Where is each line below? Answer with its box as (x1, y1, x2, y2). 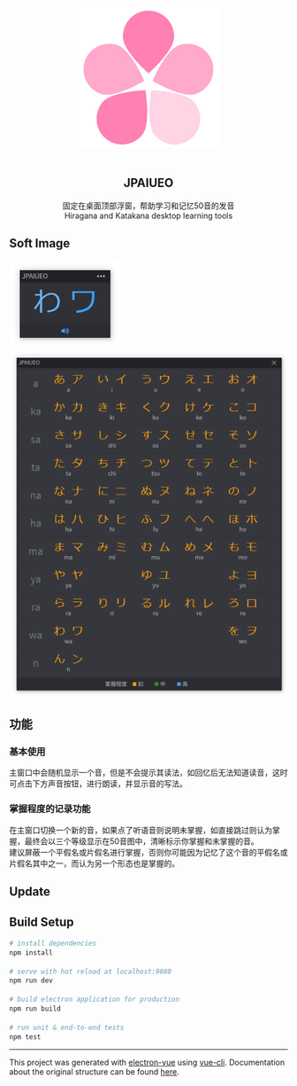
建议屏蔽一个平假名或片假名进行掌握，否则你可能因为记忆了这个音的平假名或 (9, 847, 288, 857)
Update (9, 884, 51, 900)
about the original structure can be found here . (9, 1066, 179, 1077)
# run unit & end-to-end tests (9, 1023, 125, 1032)
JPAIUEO (123, 176, 174, 191)
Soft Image (9, 236, 71, 251)
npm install (9, 948, 53, 957)
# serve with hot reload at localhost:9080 (9, 967, 172, 976)
